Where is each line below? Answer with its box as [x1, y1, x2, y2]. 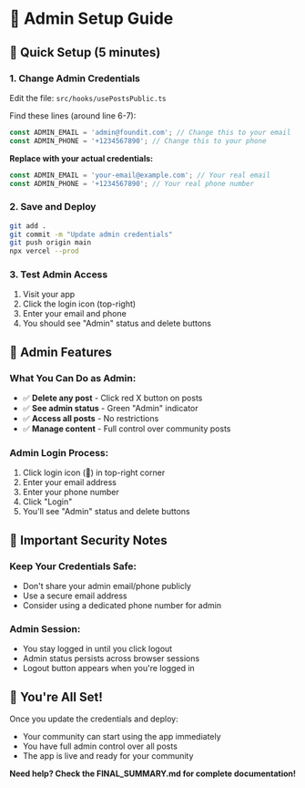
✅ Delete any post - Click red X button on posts [22, 392, 203, 404]
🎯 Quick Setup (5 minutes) [9, 45, 161, 60]
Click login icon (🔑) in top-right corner [22, 467, 166, 478]
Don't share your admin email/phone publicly [22, 581, 191, 592]
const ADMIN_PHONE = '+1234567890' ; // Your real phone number [9, 179, 255, 188]
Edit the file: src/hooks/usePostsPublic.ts [9, 92, 167, 103]
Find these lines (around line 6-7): [9, 109, 137, 121]
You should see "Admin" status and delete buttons [22, 318, 212, 329]
